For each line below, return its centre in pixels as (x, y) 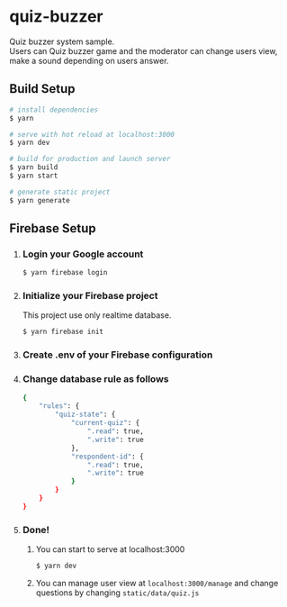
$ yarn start (34, 176)
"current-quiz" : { (105, 423)
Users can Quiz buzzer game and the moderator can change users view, (143, 50)
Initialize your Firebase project (90, 296)
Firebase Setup (53, 228)
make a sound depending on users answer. (89, 60)
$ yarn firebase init (63, 332)
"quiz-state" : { (85, 415)
